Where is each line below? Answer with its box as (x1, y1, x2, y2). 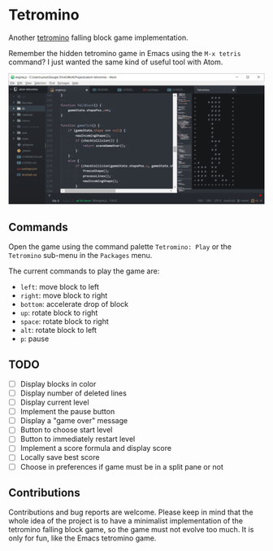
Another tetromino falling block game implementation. (8, 33, 188, 42)
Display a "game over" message (19, 416, 128, 426)
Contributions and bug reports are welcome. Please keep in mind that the (8, 507, 253, 518)
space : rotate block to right (19, 317, 110, 326)
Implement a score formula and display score (19, 444, 172, 453)
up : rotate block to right (19, 308, 98, 318)
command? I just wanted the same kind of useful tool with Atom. (8, 57, 223, 67)
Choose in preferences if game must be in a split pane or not (19, 461, 223, 471)
